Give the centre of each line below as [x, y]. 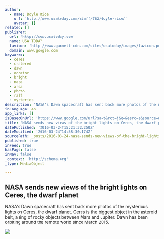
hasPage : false [20, 150]
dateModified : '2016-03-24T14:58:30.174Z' [49, 132]
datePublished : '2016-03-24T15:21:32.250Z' [50, 127]
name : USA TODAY [26, 41]
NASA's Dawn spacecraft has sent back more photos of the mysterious [76, 207]
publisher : [16, 32]
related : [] [17, 28]
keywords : [15, 55]
